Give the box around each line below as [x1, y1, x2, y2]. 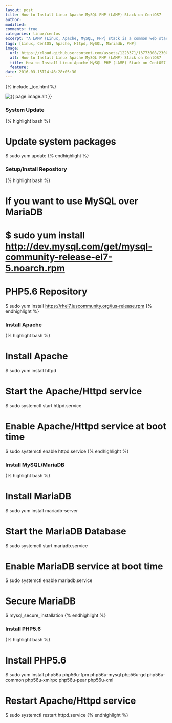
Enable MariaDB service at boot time [5, 560, 163, 572]
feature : [10, 65, 29, 70]
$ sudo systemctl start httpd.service [5, 403, 82, 409]
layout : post [5, 7, 33, 13]
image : [5, 46, 19, 51]
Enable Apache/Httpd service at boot [5, 420, 167, 432]
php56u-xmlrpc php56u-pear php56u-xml [25, 677, 114, 684]
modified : [5, 22, 27, 27]
